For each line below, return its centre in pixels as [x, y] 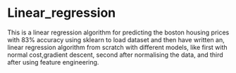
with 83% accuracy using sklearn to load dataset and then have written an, [116, 39]
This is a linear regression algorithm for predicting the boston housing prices [118, 32]
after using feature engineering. [53, 62]
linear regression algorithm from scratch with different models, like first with [117, 47]
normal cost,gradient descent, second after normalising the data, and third [115, 55]
